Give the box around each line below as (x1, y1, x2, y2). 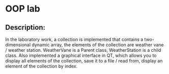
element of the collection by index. (5, 63, 78, 69)
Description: (5, 23, 46, 32)
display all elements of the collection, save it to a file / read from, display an (5, 58, 163, 63)
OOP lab (5, 3, 41, 15)
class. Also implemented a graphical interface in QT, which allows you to (5, 52, 157, 58)
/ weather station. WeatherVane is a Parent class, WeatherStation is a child (5, 47, 161, 53)
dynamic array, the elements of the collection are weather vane (31, 42, 164, 48)
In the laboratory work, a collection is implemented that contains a (5, 36, 144, 42)
